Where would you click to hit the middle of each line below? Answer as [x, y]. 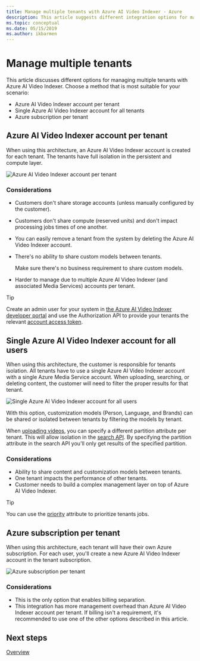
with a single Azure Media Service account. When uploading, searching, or [98, 377]
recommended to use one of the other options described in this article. [101, 619]
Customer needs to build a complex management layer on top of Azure [101, 485]
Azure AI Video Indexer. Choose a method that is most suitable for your [93, 87]
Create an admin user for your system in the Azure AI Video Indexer [89, 309]
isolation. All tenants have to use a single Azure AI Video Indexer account [96, 370]
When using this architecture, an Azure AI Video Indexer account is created [98, 150]
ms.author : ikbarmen [32, 34]
